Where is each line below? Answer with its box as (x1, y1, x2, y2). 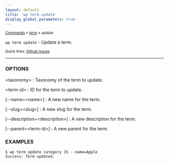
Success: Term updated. (5, 154, 55, 159)
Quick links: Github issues (5, 49, 50, 54)
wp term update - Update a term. (5, 39, 72, 45)
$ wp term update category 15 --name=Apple (5, 149, 98, 154)
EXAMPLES (5, 138, 34, 145)
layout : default (5, 7, 39, 13)
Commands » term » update (5, 31, 54, 36)
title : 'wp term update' (5, 12, 57, 17)
